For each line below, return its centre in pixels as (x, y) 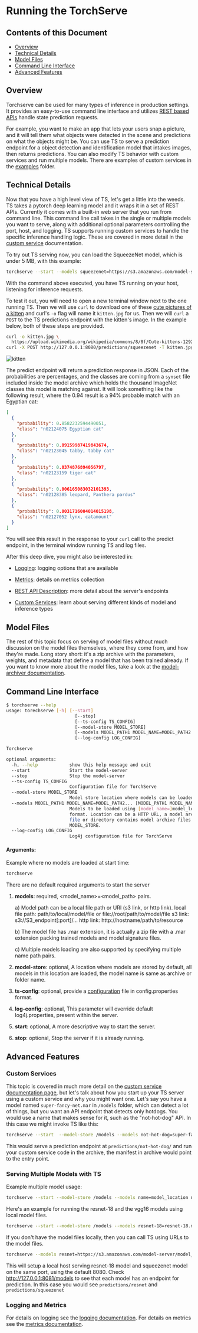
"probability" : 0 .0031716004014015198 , (66, 511)
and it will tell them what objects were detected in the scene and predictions (98, 135)
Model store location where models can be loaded (131, 798)
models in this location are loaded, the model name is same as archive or (103, 973)
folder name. (30, 980)
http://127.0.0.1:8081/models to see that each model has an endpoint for (93, 1278)
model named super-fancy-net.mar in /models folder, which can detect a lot (97, 1105)
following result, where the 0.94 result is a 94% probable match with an (93, 395)
